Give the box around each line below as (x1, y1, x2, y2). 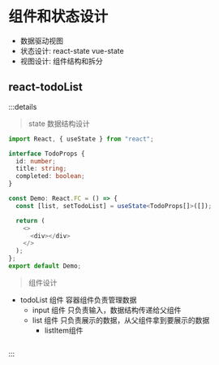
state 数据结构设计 (28, 119, 91, 128)
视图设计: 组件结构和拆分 (19, 56, 103, 66)
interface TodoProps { (8, 150, 85, 158)
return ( (15, 216, 45, 224)
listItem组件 (44, 325, 84, 335)
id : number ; (15, 157, 57, 165)
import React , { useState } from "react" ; (8, 135, 154, 143)
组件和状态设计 (8, 7, 109, 26)
